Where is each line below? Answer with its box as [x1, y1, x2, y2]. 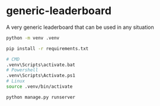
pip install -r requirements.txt [6, 45, 89, 51]
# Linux [6, 78, 25, 84]
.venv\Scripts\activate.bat [6, 62, 76, 68]
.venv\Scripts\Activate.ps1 [6, 72, 76, 79]
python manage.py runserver [6, 94, 76, 100]
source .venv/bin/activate [6, 84, 73, 90]
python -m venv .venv [6, 35, 60, 41]
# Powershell [6, 67, 39, 73]
